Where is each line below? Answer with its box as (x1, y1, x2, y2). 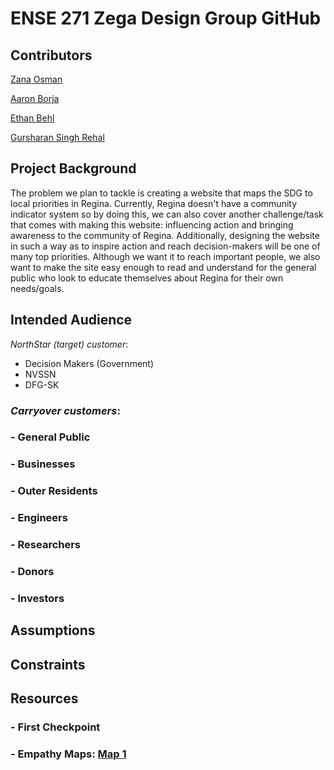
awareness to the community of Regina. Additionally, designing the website (10, 229, 320, 241)
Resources (10, 690, 79, 707)
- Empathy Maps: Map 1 (10, 747, 127, 761)
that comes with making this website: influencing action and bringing (10, 218, 294, 231)
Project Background (10, 160, 137, 177)
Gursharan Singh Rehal (10, 132, 105, 143)
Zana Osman (10, 73, 63, 85)
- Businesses (10, 457, 76, 471)
